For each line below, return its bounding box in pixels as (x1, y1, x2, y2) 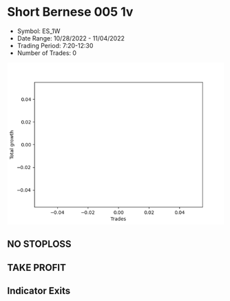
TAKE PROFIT (7, 262, 67, 274)
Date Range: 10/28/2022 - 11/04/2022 (17, 34, 125, 42)
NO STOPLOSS (7, 238, 72, 250)
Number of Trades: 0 (17, 49, 77, 57)
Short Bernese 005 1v (7, 4, 134, 20)
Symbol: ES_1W (17, 27, 61, 35)
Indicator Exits (7, 285, 71, 297)
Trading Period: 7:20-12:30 (17, 41, 94, 49)
